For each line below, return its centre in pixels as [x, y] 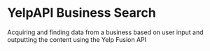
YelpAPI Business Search [82, 13]
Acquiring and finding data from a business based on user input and [106, 32]
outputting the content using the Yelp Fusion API [77, 39]
